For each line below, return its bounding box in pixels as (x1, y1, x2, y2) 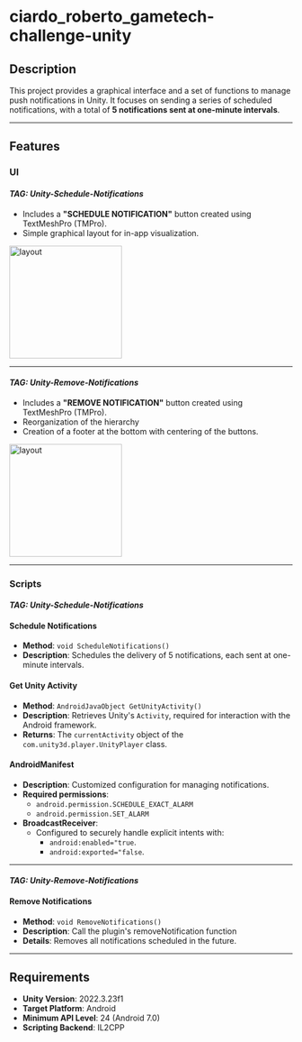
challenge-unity (9, 25, 132, 46)
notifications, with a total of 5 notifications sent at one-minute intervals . (9, 105, 280, 114)
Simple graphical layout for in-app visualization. (22, 227, 200, 238)
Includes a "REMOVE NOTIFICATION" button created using (22, 397, 244, 407)
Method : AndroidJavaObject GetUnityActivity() (22, 700, 202, 711)
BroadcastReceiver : (22, 818, 99, 828)
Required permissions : (22, 789, 110, 800)
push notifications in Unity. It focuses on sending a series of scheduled (9, 95, 272, 105)
